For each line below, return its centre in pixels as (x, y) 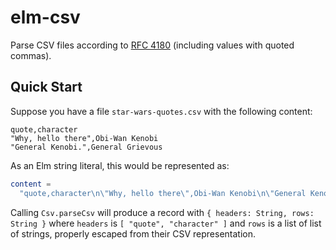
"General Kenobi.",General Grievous (86, 147)
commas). (31, 55)
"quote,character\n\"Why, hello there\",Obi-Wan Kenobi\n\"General (163, 193)
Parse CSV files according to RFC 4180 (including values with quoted (152, 45)
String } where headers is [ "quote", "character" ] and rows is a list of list (166, 223)
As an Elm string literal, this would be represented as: (120, 165)
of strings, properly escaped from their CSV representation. (133, 233)
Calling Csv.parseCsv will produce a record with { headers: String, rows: (162, 212)
